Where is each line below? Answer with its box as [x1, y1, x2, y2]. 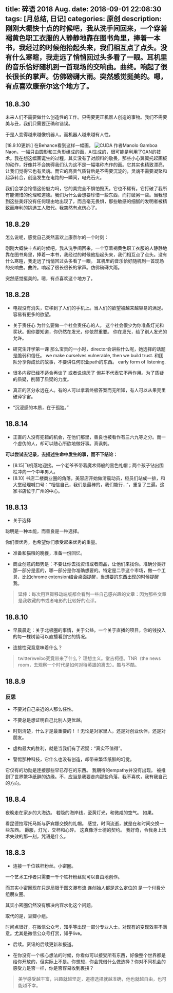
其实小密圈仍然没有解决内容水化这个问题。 [5, 902, 95, 908]
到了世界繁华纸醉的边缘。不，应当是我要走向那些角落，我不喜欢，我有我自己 [5, 773, 167, 780]
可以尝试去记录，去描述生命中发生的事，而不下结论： [5, 451, 118, 457]
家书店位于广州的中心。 [12, 488, 63, 494]
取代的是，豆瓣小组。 [5, 913, 50, 919]
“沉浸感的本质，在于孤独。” [12, 404, 69, 410]
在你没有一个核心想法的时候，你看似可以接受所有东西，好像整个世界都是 [12, 952, 166, 958]
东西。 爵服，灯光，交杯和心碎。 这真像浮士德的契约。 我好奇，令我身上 [9, 826, 162, 833]
